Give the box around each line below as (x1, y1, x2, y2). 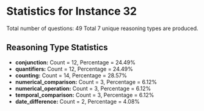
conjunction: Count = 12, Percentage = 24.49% (15, 58, 136, 66)
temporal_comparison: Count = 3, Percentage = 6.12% (15, 91, 155, 99)
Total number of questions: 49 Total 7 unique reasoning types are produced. (6, 25, 199, 32)
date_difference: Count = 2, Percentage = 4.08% (15, 98, 140, 105)
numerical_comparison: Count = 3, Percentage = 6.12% (15, 78, 158, 85)
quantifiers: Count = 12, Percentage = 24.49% (15, 65, 133, 72)
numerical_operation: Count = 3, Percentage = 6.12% (15, 85, 151, 92)
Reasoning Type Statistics (6, 42, 108, 53)
